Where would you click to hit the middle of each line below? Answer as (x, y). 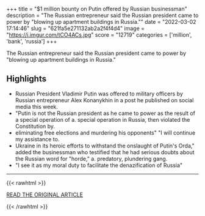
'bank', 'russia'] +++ (32, 41)
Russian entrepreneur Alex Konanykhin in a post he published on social (104, 100)
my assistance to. (37, 139)
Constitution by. (35, 126)
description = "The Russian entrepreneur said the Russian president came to (103, 15)
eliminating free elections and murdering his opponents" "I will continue (105, 132)
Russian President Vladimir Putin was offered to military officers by (99, 94)
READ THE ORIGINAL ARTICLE (45, 195)
